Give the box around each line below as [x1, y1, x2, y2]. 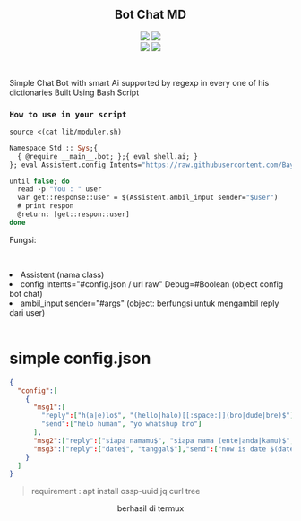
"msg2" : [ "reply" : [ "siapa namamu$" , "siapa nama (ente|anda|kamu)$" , [32, 436, 295, 445]
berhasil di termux [116, 503, 185, 514]
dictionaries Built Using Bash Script [9, 87, 140, 98]
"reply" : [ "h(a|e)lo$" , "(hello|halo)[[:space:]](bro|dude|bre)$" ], [41, 412, 298, 421]
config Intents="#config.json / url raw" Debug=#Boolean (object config [21, 278, 284, 290]
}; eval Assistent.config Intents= [9, 161, 142, 169]
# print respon [17, 202, 74, 211]
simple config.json [9, 349, 151, 369]
